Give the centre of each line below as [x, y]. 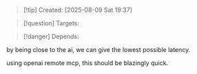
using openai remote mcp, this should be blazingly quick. [87, 63]
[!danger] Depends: [51, 36]
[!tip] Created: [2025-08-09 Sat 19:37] [77, 10]
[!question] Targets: [51, 23]
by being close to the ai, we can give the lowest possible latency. [98, 50]
